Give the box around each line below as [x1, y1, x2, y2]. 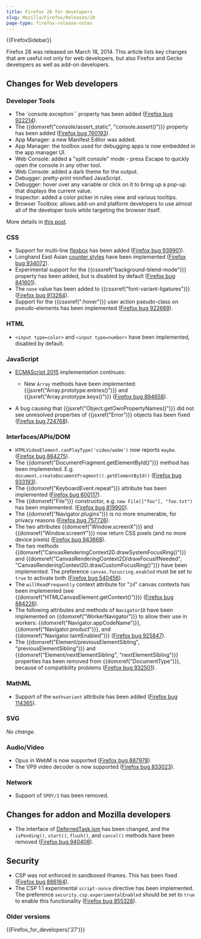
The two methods [14, 542, 59, 549]
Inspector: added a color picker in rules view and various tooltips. [14, 194, 178, 201]
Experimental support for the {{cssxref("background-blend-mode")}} [14, 266, 187, 273]
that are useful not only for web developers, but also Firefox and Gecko [6, 55, 183, 62]
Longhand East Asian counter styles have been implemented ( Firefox [14, 253, 187, 261]
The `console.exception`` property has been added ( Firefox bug [14, 110, 173, 118]
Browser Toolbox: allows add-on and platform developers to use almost [14, 200, 193, 207]
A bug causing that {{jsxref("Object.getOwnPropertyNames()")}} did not [14, 405, 194, 412]
